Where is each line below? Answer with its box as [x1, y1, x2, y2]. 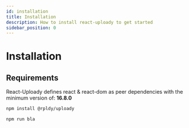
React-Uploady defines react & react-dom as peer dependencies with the [6, 88, 183, 95]
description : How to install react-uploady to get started [6, 19, 153, 25]
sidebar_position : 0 [6, 24, 57, 31]
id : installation [6, 8, 49, 15]
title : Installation [6, 14, 57, 20]
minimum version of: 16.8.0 [6, 94, 72, 102]
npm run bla [6, 116, 35, 122]
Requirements [6, 73, 59, 83]
